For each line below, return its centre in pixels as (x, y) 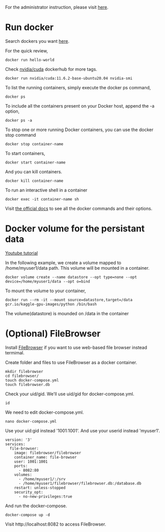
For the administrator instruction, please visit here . (57, 7)
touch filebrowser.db (28, 384)
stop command (21, 135)
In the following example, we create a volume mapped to (63, 263)
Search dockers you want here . (37, 41)
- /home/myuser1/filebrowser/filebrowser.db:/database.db (80, 483)
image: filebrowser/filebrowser (48, 453)
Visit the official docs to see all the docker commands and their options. (79, 208)
